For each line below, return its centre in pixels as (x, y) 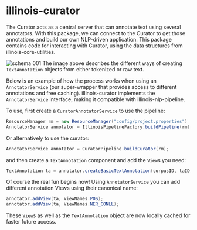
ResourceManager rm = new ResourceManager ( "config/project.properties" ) (97, 121)
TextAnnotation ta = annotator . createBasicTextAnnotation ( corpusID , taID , (99, 171)
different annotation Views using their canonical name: (72, 188)
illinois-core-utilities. (31, 52)
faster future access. (31, 222)
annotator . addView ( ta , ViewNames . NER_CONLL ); (62, 204)
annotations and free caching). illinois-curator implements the (81, 93)
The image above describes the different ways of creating (113, 63)
